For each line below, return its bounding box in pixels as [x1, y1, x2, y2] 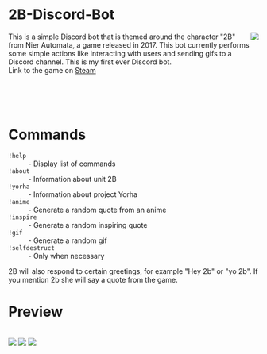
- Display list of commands [28, 159, 116, 168]
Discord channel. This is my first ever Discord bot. [8, 57, 172, 67]
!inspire [8, 213, 37, 221]
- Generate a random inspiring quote [28, 220, 148, 229]
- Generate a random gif [28, 236, 107, 245]
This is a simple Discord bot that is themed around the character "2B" [8, 32, 236, 41]
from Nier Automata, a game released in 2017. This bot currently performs [8, 40, 250, 49]
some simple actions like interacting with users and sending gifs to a [8, 48, 232, 58]
